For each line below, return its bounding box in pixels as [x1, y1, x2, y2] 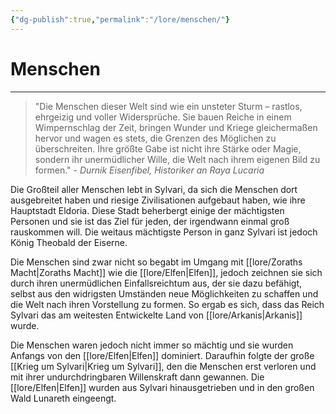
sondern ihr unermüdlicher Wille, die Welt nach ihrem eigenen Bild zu [34, 153, 321, 165]
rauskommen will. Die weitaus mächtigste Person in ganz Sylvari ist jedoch [10, 226, 318, 238]
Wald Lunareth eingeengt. [10, 392, 117, 404]
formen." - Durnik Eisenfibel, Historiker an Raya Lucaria [34, 164, 265, 176]
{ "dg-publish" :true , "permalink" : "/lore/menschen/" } [10, 14, 230, 25]
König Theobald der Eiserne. [10, 236, 128, 248]
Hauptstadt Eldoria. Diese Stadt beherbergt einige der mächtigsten [10, 204, 285, 216]
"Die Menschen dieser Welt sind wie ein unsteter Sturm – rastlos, [34, 100, 303, 112]
